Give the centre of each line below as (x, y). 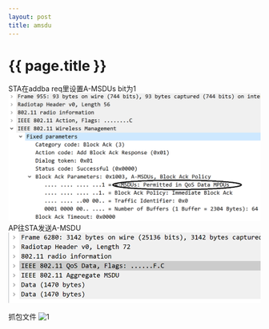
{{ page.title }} (58, 66)
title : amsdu (30, 25)
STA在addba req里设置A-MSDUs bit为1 (72, 89)
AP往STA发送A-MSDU (45, 228)
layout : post (30, 17)
